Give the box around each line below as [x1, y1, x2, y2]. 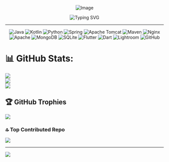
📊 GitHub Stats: [5, 53, 74, 64]
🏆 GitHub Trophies [5, 98, 67, 107]
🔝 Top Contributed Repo [5, 126, 65, 133]
